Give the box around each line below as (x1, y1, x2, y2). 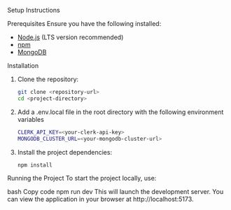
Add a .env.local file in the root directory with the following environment (17, 108, 224, 116)
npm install (17, 161, 52, 169)
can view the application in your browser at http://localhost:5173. (7, 195, 194, 204)
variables (17, 115, 44, 123)
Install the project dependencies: (17, 148, 113, 156)
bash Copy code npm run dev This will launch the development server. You (7, 188, 224, 196)
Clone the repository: (17, 75, 79, 83)
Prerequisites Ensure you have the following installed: (7, 20, 162, 27)
